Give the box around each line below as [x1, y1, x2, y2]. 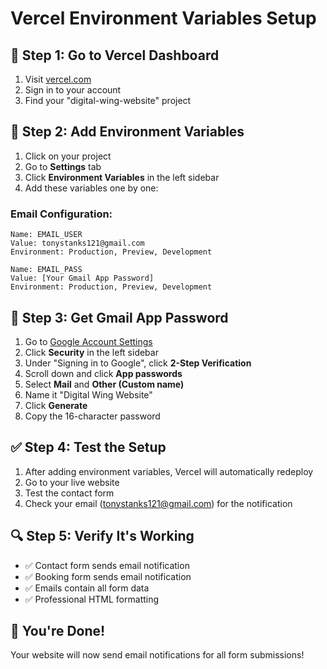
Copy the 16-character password [24, 410, 161, 422]
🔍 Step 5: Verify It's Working [10, 528, 195, 545]
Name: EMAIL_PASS [10, 265, 83, 275]
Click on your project [24, 150, 112, 162]
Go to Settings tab [24, 160, 102, 172]
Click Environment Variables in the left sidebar [24, 171, 220, 183]
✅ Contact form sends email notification [24, 559, 190, 571]
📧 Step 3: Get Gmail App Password [10, 309, 229, 326]
